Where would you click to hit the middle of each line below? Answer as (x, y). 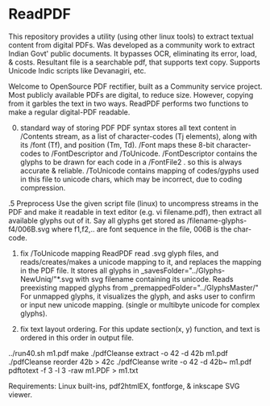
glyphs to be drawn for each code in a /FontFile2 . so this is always (131, 161)
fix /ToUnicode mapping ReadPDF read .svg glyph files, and (119, 253)
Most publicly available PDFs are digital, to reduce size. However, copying (131, 94)
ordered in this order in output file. (77, 337)
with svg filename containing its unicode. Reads (154, 278)
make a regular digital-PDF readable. (69, 112)
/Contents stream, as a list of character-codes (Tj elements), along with (139, 136)
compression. (43, 187)
